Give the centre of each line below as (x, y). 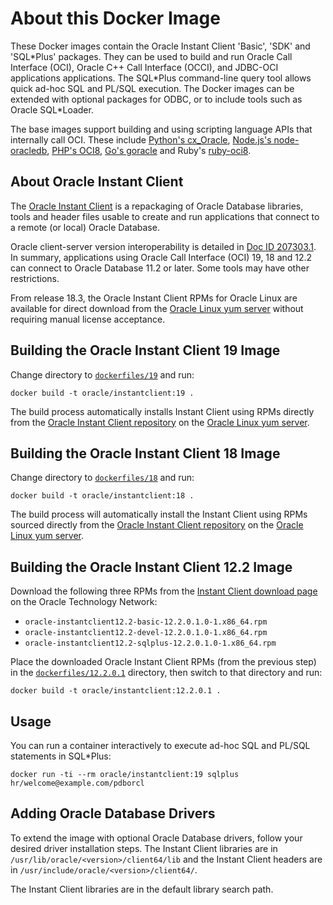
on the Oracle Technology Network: (84, 602)
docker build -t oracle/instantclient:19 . (102, 393)
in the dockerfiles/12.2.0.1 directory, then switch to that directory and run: (166, 673)
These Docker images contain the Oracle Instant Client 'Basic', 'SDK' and (160, 46)
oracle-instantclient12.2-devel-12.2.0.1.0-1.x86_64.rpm (146, 633)
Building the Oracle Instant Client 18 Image (145, 453)
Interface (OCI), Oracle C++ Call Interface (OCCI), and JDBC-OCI (144, 67)
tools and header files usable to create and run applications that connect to (165, 216)
